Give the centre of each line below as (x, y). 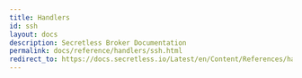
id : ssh (24, 26)
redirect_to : (34, 59)
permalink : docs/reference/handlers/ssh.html (96, 51)
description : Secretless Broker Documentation (98, 43)
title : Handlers (40, 17)
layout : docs (34, 34)
